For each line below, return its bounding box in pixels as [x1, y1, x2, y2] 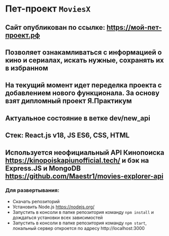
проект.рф [5, 31, 40, 39]
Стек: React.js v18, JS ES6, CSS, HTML [5, 131, 130, 140]
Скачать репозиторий [12, 198, 60, 204]
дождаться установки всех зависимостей [12, 214, 103, 220]
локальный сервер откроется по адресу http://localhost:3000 [12, 225, 145, 231]
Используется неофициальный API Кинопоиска [5, 148, 164, 157]
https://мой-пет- [106, 23, 162, 32]
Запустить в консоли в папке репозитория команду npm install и [12, 209, 154, 215]
